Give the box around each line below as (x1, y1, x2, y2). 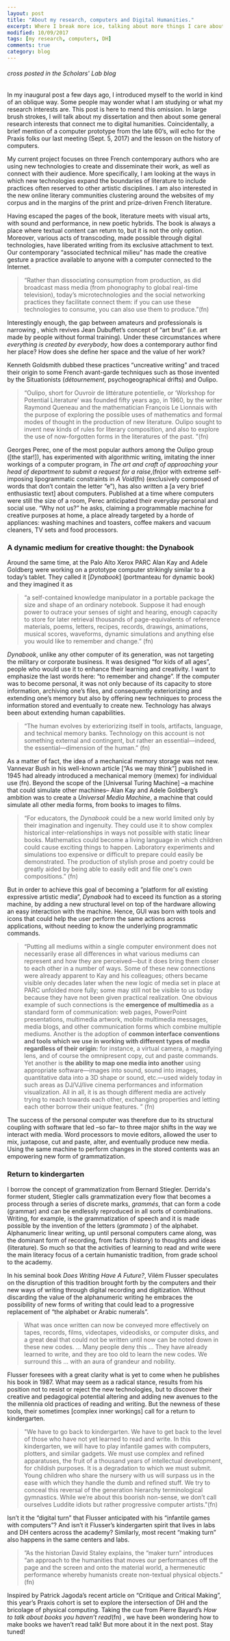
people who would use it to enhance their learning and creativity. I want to (7, 665, 216, 674)
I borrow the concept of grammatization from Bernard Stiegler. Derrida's (7, 1185, 211, 1193)
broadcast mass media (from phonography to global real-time (23, 284, 199, 292)
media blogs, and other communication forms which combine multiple (23, 1022, 221, 1031)
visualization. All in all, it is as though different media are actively (23, 1088, 206, 1096)
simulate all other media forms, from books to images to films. (7, 801, 181, 809)
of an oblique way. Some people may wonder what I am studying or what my (7, 98, 223, 106)
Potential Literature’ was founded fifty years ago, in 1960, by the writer (23, 396, 222, 404)
